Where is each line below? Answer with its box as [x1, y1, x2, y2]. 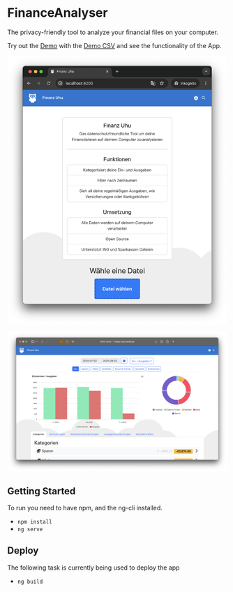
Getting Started [7, 485, 76, 497]
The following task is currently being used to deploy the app [7, 563, 180, 572]
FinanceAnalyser [7, 5, 108, 21]
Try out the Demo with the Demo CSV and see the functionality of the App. [7, 41, 222, 50]
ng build [17, 578, 43, 585]
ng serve [17, 526, 43, 533]
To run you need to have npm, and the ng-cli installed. [7, 504, 163, 512]
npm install [17, 519, 52, 526]
